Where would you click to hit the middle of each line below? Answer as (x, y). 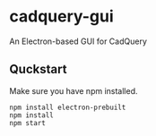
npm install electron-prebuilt (68, 107)
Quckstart (38, 69)
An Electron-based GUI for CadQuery (78, 41)
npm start (28, 123)
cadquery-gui (61, 17)
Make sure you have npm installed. (74, 90)
